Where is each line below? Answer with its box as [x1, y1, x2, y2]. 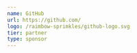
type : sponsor [7, 36, 48, 43]
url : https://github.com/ [7, 17, 81, 23]
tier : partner [7, 29, 48, 36]
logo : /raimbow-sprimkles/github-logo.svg [7, 23, 130, 30]
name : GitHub [7, 10, 45, 17]
